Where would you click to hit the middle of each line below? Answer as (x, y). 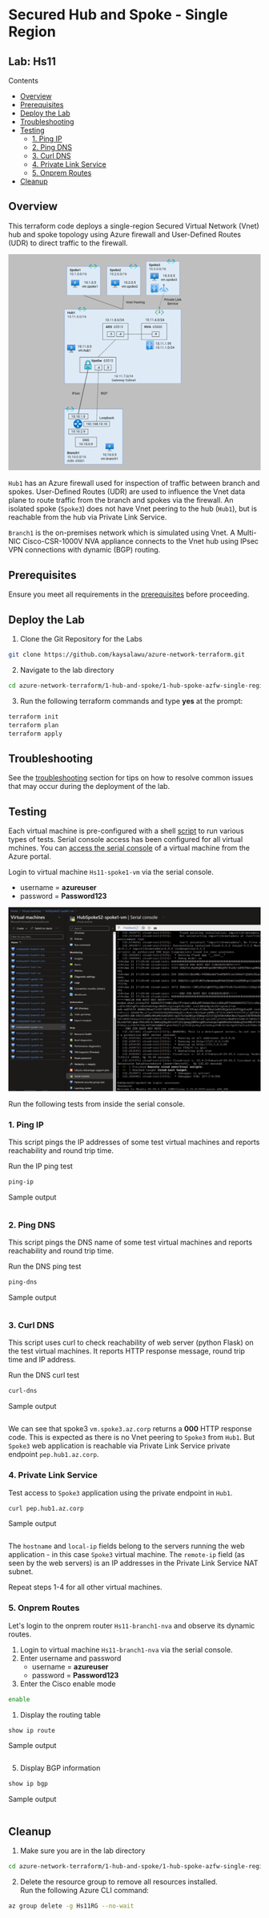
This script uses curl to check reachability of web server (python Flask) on (131, 1343)
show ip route (32, 1730)
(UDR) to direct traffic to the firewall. (68, 243)
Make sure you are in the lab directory (82, 1851)
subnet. (21, 1572)
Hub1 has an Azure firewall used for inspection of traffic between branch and (134, 484)
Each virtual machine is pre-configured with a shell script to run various (126, 831)
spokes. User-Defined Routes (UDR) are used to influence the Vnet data (127, 492)
